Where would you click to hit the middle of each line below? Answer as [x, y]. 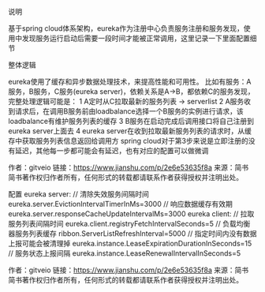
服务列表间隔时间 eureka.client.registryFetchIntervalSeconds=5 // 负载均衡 [129, 224]
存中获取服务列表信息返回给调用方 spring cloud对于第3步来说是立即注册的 [128, 141]
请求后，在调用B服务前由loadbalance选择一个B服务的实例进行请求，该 [129, 111]
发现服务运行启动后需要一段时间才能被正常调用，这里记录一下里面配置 [136, 38]
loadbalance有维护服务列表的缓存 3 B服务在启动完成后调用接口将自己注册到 [131, 121]
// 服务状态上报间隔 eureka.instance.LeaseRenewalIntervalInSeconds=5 [125, 253]
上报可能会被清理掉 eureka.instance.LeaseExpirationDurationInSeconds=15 [130, 243]
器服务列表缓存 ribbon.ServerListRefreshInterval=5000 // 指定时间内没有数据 [132, 234]
